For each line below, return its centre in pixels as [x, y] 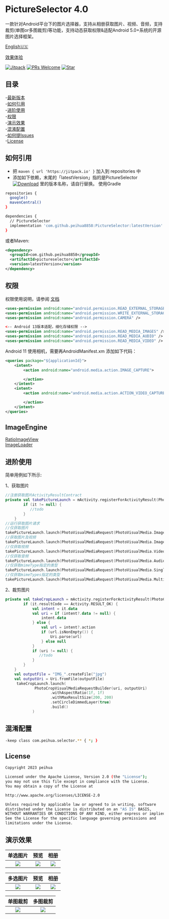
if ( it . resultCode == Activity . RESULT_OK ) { [71, 604]
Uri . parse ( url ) [66, 637]
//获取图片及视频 [21, 537]
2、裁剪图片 [18, 590]
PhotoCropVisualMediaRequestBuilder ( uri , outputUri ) [91, 688]
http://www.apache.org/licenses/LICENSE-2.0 [53, 795]
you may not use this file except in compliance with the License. [77, 782]
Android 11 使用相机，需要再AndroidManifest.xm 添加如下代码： [71, 351]
